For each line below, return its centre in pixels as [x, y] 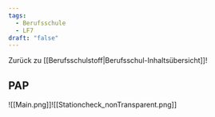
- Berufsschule [41, 23]
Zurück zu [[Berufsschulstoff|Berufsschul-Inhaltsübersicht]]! [108, 60]
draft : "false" [34, 38]
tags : [17, 16]
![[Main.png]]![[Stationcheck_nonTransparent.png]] [93, 105]
